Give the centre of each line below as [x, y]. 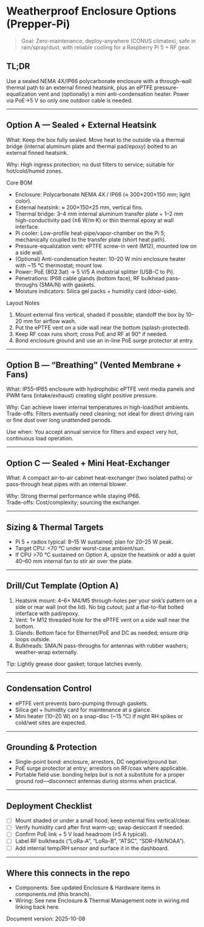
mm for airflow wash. [50, 321]
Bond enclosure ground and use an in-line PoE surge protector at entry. [104, 340]
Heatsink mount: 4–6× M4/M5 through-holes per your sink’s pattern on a [106, 600]
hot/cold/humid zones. [35, 170]
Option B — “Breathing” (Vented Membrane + [94, 365]
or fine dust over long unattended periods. [59, 420]
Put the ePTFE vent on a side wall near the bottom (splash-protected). [103, 327]
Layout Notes [23, 303]
